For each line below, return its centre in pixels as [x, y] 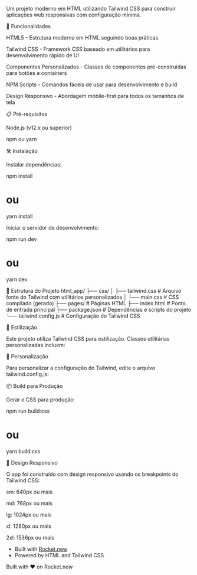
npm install [19, 176]
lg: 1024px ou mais [29, 514]
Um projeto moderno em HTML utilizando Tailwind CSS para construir [91, 9]
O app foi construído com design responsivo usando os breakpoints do [92, 474]
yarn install [19, 216]
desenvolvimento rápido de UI [43, 55]
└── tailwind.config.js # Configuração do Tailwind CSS [73, 316]
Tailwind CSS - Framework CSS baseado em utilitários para [78, 49]
